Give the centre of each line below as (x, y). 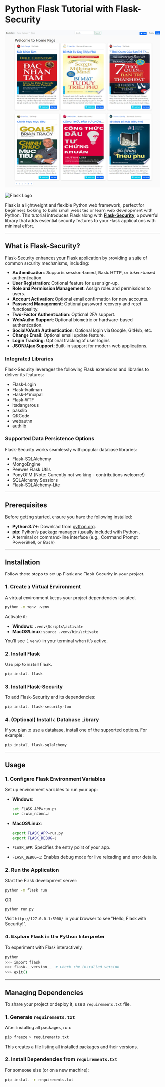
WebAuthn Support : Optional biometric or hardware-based (72, 320)
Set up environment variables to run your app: (52, 789)
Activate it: (16, 616)
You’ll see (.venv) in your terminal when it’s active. (56, 641)
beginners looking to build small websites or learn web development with (79, 211)
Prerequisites (26, 505)
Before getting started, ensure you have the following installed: (69, 517)
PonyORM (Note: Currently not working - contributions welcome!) (79, 474)
